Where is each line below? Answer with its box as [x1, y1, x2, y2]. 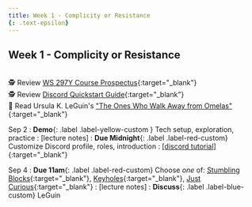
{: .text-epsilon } [8, 19, 69, 27]
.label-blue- [205, 183, 244, 192]
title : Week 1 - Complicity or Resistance [8, 11, 151, 20]
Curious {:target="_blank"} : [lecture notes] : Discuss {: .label [8, 183, 204, 192]
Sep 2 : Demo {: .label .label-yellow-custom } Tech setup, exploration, [8, 125, 235, 134]
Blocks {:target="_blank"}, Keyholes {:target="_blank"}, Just [8, 174, 201, 183]
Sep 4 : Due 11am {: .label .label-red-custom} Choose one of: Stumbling [8, 165, 240, 175]
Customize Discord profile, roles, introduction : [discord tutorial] [8, 141, 216, 151]
